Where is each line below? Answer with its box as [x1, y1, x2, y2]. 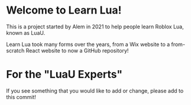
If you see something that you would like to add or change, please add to [6, 87, 184, 94]
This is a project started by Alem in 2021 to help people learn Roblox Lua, [6, 23, 184, 30]
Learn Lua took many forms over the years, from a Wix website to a [6, 41, 170, 48]
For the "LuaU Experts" [6, 68, 123, 81]
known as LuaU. [6, 29, 46, 36]
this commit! [6, 93, 37, 100]
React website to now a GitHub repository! [25, 47, 129, 54]
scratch [6, 47, 25, 54]
